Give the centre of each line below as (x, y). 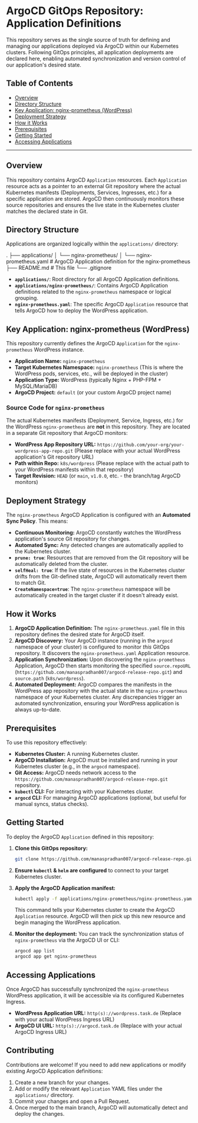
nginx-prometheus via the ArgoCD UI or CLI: (67, 940)
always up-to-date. (38, 710)
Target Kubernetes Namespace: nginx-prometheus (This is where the (99, 368)
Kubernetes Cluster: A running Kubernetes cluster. (77, 754)
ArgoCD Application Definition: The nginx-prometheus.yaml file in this (100, 628)
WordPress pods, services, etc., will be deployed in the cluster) (91, 374)
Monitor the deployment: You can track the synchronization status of (99, 934)
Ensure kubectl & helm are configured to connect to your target (92, 870)
